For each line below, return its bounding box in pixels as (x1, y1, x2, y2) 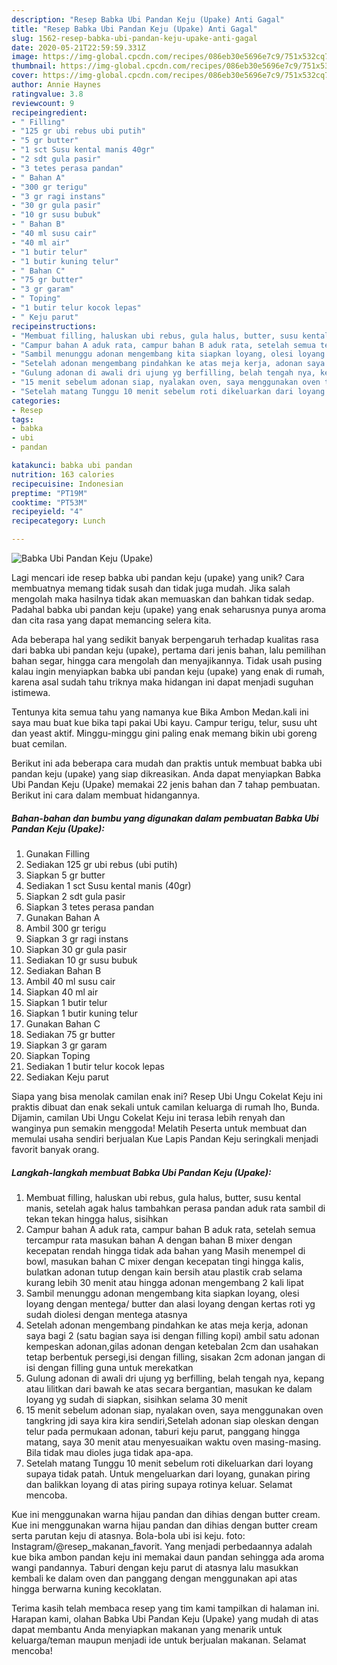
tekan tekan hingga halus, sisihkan (25, 1212, 169, 1225)
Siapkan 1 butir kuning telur (25, 1007, 138, 1019)
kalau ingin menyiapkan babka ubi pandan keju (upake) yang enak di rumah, (11, 666, 325, 677)
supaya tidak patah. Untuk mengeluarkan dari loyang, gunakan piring (25, 1467, 311, 1480)
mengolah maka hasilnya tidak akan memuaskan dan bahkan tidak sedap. (11, 593, 315, 605)
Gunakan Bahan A (25, 911, 101, 923)
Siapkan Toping (25, 1049, 91, 1061)
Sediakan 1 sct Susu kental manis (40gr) (25, 879, 192, 891)
